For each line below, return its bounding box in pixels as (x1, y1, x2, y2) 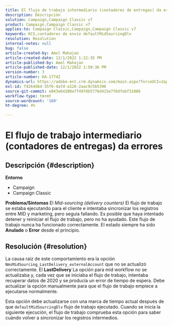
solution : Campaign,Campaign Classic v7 (5, 17, 93, 22)
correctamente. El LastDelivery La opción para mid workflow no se (5, 266, 147, 273)
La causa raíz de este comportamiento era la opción (5, 255, 115, 262)
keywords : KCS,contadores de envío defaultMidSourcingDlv (5, 31, 132, 36)
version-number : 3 (5, 70, 45, 75)
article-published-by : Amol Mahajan (5, 60, 83, 65)
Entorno (5, 175, 23, 181)
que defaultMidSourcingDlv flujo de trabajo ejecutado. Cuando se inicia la (5, 303, 161, 310)
